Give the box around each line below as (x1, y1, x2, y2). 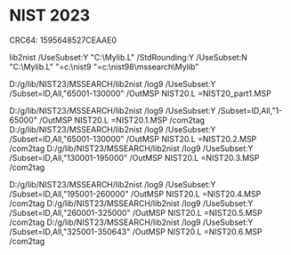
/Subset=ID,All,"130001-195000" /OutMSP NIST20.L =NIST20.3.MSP (9, 152, 260, 163)
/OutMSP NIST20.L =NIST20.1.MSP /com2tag (38, 115, 206, 125)
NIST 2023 (9, 5, 91, 26)
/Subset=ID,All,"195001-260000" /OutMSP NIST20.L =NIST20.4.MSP (9, 188, 262, 199)
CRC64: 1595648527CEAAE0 (9, 35, 117, 45)
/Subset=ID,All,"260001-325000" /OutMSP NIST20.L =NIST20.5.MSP (9, 207, 263, 218)
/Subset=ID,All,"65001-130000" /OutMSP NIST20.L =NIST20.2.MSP (9, 133, 257, 144)
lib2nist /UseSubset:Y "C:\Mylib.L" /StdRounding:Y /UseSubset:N (9, 52, 247, 62)
